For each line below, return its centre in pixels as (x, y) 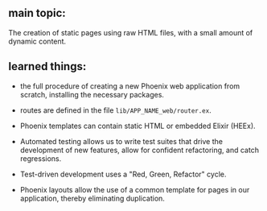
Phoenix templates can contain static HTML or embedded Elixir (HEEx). (138, 126)
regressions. (41, 158)
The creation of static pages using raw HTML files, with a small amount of (131, 32)
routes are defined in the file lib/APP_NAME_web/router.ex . (115, 110)
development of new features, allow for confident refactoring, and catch (140, 150)
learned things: (47, 66)
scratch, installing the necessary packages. (92, 94)
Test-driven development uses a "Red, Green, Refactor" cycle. (123, 174)
